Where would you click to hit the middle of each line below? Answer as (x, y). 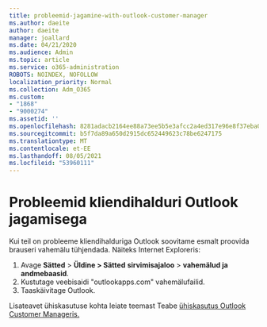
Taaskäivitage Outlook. (58, 290)
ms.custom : (27, 97)
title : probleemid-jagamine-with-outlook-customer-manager (109, 15)
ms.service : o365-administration (64, 67)
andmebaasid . (45, 274)
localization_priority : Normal (61, 82)
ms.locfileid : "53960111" (51, 163)
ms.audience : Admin (41, 52)
